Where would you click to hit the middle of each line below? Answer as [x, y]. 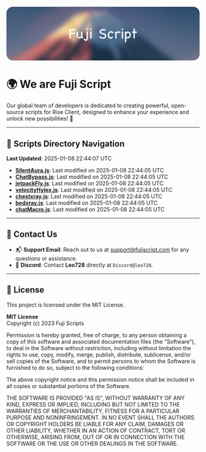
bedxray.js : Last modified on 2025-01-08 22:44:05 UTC [86, 203]
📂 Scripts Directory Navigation [66, 144]
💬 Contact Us [32, 235]
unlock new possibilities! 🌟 [40, 119]
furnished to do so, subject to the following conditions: [75, 367]
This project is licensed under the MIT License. [66, 305]
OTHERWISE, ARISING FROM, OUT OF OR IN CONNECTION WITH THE [96, 437]
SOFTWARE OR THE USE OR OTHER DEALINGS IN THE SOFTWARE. [92, 443]
